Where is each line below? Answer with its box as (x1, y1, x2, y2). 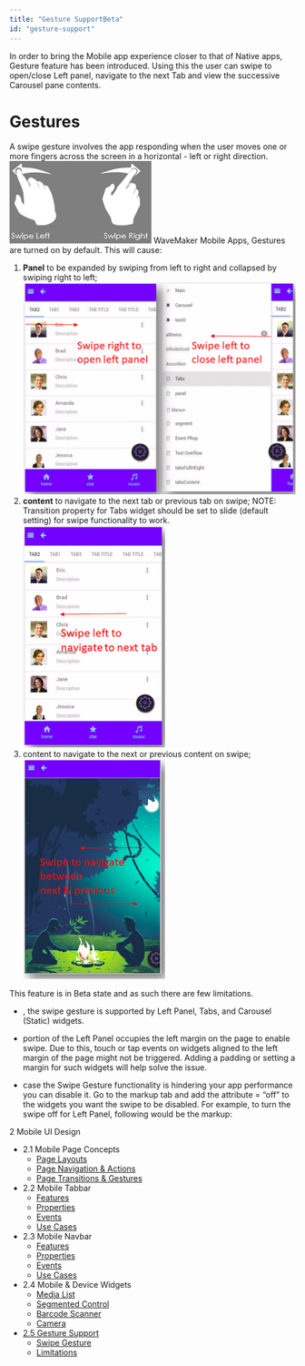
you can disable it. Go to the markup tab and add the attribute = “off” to (22, 1089, 290, 1100)
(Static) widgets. (22, 1016, 84, 1027)
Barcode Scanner (35, 1309, 102, 1320)
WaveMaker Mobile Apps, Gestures (152, 235, 286, 246)
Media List (35, 1289, 75, 1300)
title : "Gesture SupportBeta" (9, 15, 124, 24)
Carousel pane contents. (9, 79, 102, 90)
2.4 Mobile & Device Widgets (22, 1280, 132, 1290)
